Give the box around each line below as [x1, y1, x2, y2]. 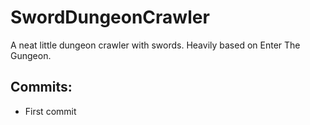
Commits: [10, 79, 73, 96]
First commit [24, 105, 77, 117]
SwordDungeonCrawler [10, 6, 210, 29]
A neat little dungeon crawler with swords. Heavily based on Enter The [10, 39, 301, 51]
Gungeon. [10, 49, 52, 61]
